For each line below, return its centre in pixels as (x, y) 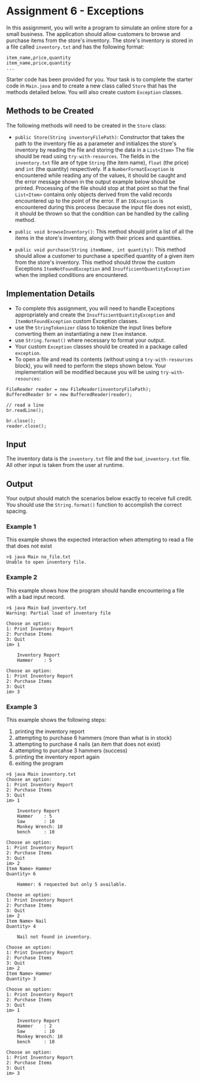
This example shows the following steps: (56, 720)
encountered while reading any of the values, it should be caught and (101, 175)
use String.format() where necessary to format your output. (90, 340)
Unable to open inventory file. (46, 562)
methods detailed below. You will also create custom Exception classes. (94, 92)
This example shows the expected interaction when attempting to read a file (100, 540)
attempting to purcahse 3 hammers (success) (71, 751)
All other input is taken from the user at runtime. (65, 465)
